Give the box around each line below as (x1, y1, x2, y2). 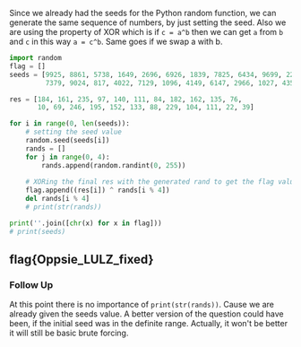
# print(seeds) (9, 227, 66, 236)
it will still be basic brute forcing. (9, 327, 129, 339)
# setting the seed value (25, 127, 123, 137)
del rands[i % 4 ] (25, 195, 90, 204)
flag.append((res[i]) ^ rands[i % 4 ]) (25, 186, 170, 195)
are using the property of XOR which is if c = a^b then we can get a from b (9, 27, 284, 37)
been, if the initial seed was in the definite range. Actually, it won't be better (9, 318, 288, 329)
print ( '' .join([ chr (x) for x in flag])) (9, 219, 163, 228)
